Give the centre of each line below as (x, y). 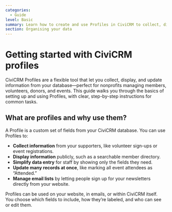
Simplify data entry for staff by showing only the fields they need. (82, 162)
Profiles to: (17, 136)
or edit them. (19, 205)
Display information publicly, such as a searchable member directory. (87, 156)
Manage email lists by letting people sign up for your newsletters (82, 179)
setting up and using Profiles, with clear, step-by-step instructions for (79, 96)
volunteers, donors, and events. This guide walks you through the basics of (85, 91)
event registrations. (33, 151)
